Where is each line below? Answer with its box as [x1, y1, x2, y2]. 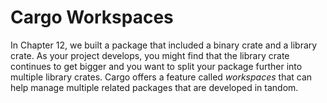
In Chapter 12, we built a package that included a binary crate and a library [10, 39, 318, 51]
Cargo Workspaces [10, 6, 174, 29]
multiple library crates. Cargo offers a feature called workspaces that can [10, 71, 313, 83]
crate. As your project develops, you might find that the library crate [10, 49, 290, 61]
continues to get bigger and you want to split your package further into [10, 60, 303, 72]
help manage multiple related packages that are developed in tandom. [10, 81, 299, 93]
